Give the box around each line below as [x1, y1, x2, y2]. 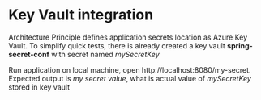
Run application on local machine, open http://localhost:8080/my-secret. [8, 65, 251, 74]
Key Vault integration [8, 6, 154, 24]
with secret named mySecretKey [51, 49, 160, 59]
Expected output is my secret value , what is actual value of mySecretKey [8, 73, 251, 83]
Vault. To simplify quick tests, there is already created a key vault [8, 40, 225, 50]
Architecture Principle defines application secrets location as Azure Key [8, 32, 248, 42]
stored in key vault [8, 82, 71, 92]
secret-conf [8, 49, 50, 59]
